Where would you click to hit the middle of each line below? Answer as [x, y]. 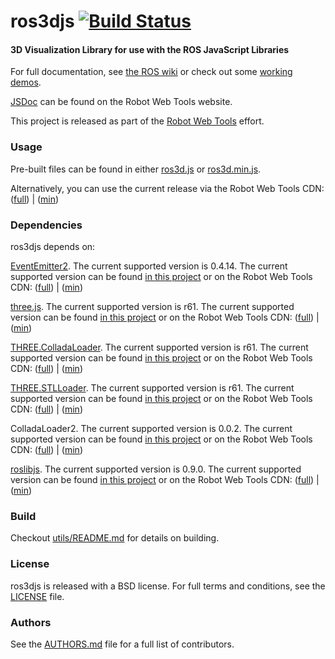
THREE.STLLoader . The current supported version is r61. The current [152, 387]
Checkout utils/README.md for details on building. [115, 538]
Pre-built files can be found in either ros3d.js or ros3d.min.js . [136, 169]
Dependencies [46, 225]
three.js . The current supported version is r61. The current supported [152, 306]
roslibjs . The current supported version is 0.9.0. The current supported [156, 469]
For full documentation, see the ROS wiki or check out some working [151, 72]
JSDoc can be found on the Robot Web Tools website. [121, 102]
